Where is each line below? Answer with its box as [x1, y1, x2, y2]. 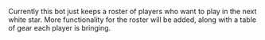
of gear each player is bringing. [8, 24, 111, 32]
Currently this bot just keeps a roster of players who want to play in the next [8, 7, 257, 16]
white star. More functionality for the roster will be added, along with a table [8, 15, 257, 24]
